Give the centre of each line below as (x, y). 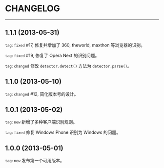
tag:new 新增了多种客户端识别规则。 (41, 122)
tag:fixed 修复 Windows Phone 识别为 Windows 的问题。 (63, 132)
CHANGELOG (32, 9)
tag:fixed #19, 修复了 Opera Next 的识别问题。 (52, 55)
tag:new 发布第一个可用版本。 (35, 161)
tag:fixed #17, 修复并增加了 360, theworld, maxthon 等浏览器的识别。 (75, 45)
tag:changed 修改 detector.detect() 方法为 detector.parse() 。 (68, 66)
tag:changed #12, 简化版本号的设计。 (42, 94)
